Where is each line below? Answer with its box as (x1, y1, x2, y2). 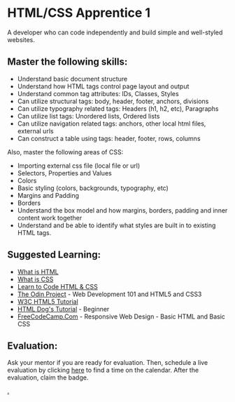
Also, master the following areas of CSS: (7, 147, 124, 156)
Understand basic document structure (17, 74, 128, 83)
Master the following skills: (7, 56, 128, 68)
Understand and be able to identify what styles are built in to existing (17, 221, 216, 229)
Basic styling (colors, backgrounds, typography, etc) (17, 184, 169, 192)
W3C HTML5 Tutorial (17, 297, 78, 306)
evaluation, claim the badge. (7, 373, 89, 382)
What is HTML (17, 267, 59, 276)
